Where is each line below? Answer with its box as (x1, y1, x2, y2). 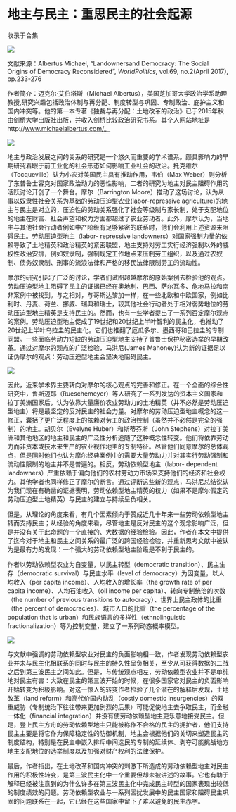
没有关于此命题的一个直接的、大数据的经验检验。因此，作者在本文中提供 (19, 527, 229, 536)
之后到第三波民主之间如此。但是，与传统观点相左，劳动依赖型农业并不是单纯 (7, 667, 229, 676)
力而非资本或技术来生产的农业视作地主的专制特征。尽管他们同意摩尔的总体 (7, 442, 223, 451)
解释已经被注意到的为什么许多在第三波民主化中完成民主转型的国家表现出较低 (7, 779, 229, 787)
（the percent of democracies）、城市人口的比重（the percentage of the (7, 604, 216, 613)
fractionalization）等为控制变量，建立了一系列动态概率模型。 (7, 621, 183, 630)
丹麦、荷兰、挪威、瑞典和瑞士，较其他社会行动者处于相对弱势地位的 (25, 299, 223, 308)
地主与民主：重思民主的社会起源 (7, 6, 192, 23)
